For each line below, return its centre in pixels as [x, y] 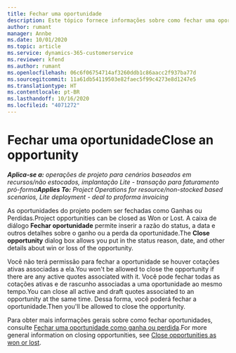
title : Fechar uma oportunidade [54, 14]
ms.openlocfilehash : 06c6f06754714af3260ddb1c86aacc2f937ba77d [102, 72]
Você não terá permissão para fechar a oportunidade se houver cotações [113, 262]
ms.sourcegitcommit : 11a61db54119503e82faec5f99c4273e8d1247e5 [102, 79]
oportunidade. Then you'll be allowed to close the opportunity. [97, 306]
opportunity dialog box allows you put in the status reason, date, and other [116, 240]
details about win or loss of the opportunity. [70, 248]
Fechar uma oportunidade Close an [111, 140]
